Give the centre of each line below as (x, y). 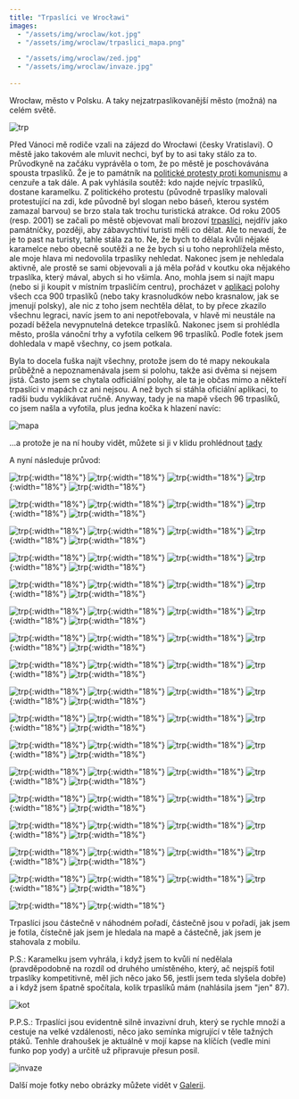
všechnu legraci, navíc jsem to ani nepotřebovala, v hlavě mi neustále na (142, 315)
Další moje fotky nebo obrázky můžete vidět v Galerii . (108, 1085)
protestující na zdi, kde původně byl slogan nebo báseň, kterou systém (139, 201)
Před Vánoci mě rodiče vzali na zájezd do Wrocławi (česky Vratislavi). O (141, 145)
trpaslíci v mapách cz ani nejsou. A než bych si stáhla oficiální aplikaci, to (144, 389)
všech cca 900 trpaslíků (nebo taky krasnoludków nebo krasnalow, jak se (144, 296)
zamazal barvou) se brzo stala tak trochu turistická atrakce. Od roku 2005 (145, 211)
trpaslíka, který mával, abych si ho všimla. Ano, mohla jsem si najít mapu (142, 277)
